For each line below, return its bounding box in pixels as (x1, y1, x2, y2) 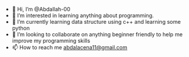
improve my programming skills (11, 37, 91, 44)
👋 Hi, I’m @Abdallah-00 (11, 6, 71, 12)
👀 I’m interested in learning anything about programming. (11, 12, 154, 19)
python (11, 24, 30, 31)
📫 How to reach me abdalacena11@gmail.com (11, 44, 128, 50)
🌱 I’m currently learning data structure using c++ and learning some (11, 18, 181, 25)
